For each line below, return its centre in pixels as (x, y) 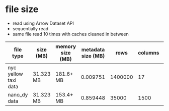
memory (66, 46)
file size (22, 9)
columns (149, 52)
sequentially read (30, 28)
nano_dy (18, 94)
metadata (93, 49)
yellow (16, 74)
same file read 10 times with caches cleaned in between (71, 34)
